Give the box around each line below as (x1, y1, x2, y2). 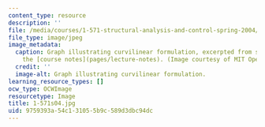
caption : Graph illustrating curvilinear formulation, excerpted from (15, 48, 252, 56)
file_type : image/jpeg (8, 33, 83, 42)
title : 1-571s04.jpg (8, 99, 77, 107)
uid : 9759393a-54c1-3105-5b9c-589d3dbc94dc (8, 107, 154, 115)
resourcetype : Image (8, 92, 77, 100)
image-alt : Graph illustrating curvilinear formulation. (15, 70, 207, 78)
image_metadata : (8, 41, 62, 49)
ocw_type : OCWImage (8, 84, 73, 93)
